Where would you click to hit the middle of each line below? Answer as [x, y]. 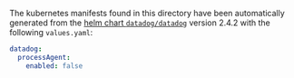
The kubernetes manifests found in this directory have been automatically [147, 13]
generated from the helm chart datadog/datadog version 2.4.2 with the [140, 23]
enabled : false [54, 66]
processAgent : [44, 57]
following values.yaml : [51, 32]
